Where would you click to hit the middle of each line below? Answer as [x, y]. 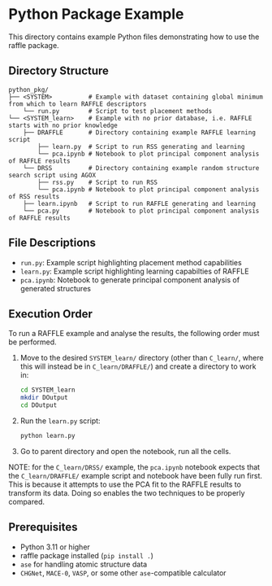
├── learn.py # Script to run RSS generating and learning [141, 146]
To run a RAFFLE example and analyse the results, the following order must [134, 334]
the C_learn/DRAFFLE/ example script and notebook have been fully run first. [135, 475]
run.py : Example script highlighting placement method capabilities [131, 262]
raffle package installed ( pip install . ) [87, 555]
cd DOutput [39, 405]
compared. [27, 501]
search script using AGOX [52, 175]
